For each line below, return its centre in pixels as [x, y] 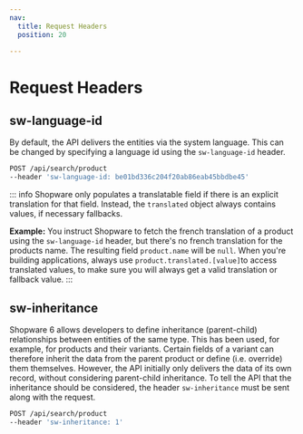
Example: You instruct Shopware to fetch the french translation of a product [151, 231]
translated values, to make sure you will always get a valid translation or [143, 270]
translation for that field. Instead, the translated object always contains [143, 204]
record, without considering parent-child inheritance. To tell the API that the [151, 378]
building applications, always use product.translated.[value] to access [143, 260]
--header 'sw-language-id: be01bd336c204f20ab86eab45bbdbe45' [129, 178]
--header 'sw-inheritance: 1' [67, 422]
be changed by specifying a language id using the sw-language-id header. [147, 152]
